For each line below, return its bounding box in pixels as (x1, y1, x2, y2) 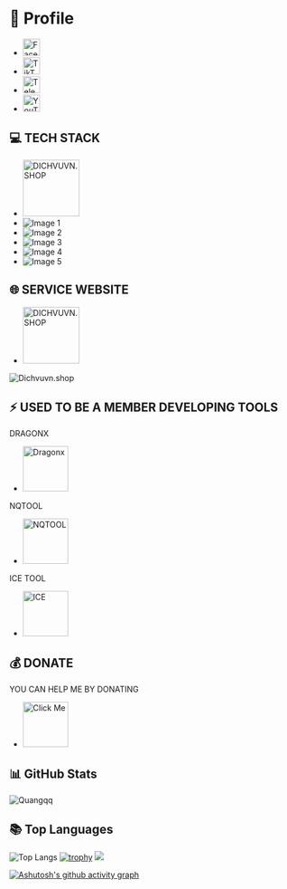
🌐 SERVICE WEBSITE (9, 282, 129, 298)
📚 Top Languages (9, 822, 114, 837)
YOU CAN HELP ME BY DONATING (9, 683, 140, 695)
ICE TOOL (9, 573, 47, 584)
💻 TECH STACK (9, 130, 101, 146)
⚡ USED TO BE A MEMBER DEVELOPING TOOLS (9, 399, 279, 415)
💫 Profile (9, 8, 75, 29)
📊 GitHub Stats (9, 766, 97, 781)
